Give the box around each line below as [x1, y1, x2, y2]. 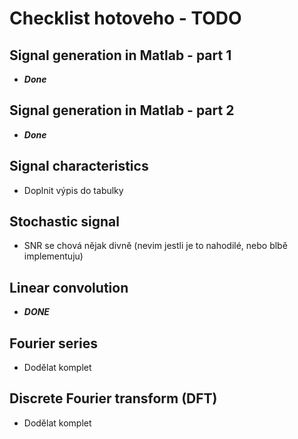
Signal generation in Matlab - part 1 [9, 47, 232, 64]
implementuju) [23, 250, 84, 262]
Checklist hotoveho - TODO [9, 7, 242, 30]
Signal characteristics [9, 158, 149, 175]
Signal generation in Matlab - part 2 [9, 102, 235, 119]
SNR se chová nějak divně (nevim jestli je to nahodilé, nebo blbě [23, 240, 288, 252]
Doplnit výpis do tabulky [23, 184, 124, 196]
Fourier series [9, 335, 98, 352]
